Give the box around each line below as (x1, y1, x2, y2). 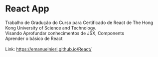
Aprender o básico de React (5, 35, 63, 41)
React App (5, 3, 49, 14)
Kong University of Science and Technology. (5, 24, 97, 30)
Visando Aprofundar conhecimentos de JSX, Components (5, 30, 125, 36)
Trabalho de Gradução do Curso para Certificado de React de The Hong (5, 19, 154, 25)
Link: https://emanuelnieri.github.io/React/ (5, 46, 92, 52)
